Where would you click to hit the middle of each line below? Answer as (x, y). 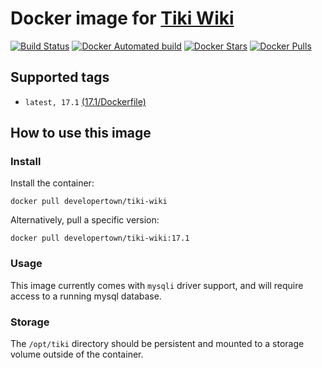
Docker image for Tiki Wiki (122, 18)
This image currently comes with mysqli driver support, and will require (157, 285)
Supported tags (60, 77)
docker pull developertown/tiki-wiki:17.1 (100, 238)
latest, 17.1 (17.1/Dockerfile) (85, 101)
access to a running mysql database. (86, 296)
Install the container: (52, 183)
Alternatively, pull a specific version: (85, 220)
